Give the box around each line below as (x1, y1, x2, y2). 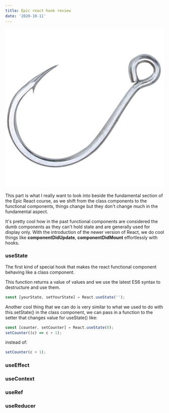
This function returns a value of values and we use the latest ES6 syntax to (5, 279, 160, 285)
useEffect (5, 362, 30, 369)
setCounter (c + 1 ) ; (5, 350, 46, 355)
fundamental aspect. (5, 209, 48, 215)
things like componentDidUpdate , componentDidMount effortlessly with (5, 234, 158, 240)
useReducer (5, 402, 36, 409)
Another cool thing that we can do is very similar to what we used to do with (5, 303, 163, 310)
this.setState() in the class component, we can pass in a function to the (5, 309, 153, 315)
